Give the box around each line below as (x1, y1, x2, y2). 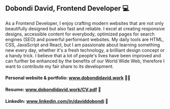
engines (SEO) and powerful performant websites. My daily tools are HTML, (5, 36, 164, 42)
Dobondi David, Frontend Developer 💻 (5, 4, 130, 13)
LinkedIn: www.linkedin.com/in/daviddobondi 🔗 (5, 98, 108, 104)
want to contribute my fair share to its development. (5, 63, 114, 69)
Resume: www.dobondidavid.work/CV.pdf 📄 (5, 87, 101, 92)
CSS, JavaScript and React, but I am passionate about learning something (5, 42, 160, 48)
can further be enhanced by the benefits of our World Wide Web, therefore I (5, 58, 165, 64)
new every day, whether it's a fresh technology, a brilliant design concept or (5, 47, 165, 53)
